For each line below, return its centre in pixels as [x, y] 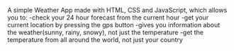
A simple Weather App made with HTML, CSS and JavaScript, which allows [117, 10]
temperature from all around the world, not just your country [95, 40]
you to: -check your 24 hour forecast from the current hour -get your [108, 17]
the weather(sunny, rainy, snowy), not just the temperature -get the [106, 32]
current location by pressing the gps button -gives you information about [114, 25]
